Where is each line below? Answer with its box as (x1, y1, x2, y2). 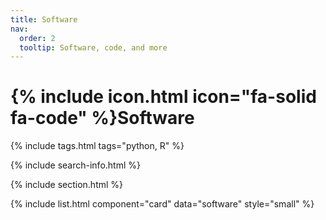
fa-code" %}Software (10, 107, 195, 130)
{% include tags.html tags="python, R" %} (10, 140, 185, 152)
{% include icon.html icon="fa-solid (10, 86, 317, 108)
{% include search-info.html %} (10, 159, 141, 171)
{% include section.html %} (10, 179, 124, 191)
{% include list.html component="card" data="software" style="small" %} (10, 198, 315, 210)
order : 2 (19, 33, 56, 43)
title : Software (10, 14, 78, 25)
